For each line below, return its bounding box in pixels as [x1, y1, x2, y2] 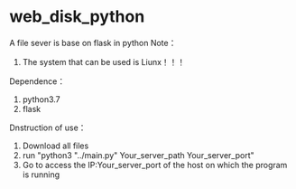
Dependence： [9, 75, 66, 87]
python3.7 [22, 93, 60, 105]
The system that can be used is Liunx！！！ [22, 56, 186, 67]
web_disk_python [9, 6, 145, 27]
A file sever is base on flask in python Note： [9, 37, 177, 48]
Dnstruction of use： [9, 122, 87, 133]
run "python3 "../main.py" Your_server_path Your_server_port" [22, 149, 254, 160]
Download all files [22, 140, 89, 151]
